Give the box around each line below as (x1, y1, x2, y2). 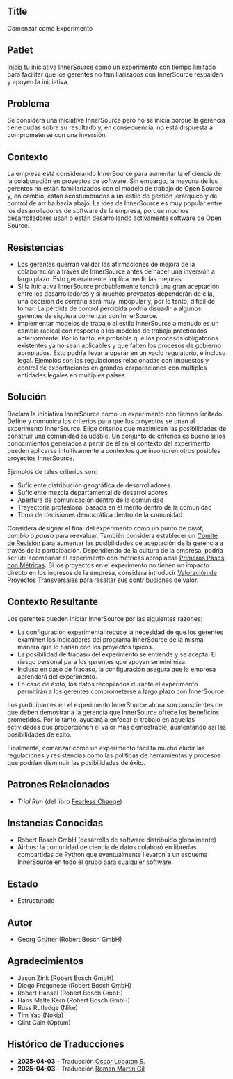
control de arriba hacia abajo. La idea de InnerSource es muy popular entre (7, 199, 223, 207)
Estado (7, 878, 38, 890)
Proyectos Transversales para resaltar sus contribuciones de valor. (7, 576, 199, 584)
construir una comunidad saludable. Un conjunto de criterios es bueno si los (7, 432, 226, 440)
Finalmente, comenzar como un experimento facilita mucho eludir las (7, 743, 205, 752)
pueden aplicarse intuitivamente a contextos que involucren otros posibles (7, 446, 221, 455)
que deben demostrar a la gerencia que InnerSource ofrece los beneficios (7, 708, 220, 716)
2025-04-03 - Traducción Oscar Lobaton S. (17, 1057, 145, 1065)
